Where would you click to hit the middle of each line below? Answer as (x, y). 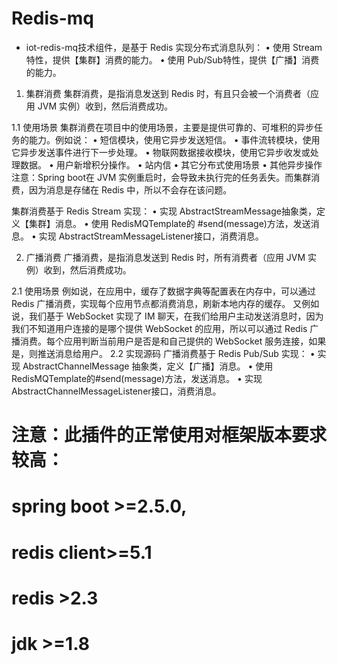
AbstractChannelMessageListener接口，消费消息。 (116, 391)
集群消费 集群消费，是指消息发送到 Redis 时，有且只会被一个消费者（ (168, 93)
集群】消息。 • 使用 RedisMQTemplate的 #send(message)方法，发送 (169, 223)
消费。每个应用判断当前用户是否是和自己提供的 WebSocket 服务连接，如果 (173, 341)
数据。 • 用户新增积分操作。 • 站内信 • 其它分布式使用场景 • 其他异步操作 (171, 164)
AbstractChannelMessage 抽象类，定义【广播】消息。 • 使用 (148, 366)
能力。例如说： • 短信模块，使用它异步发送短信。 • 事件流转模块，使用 (174, 139)
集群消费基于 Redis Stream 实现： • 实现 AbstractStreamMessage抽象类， (164, 211)
